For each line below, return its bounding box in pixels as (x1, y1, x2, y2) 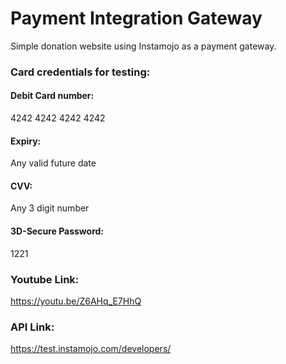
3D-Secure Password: (10, 225, 105, 237)
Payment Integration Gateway (10, 7, 263, 30)
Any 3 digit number (10, 202, 90, 214)
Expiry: (10, 135, 42, 147)
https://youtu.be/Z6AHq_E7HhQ (10, 295, 142, 307)
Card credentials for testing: (10, 65, 151, 79)
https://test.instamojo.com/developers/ (10, 343, 172, 355)
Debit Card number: (10, 90, 95, 102)
